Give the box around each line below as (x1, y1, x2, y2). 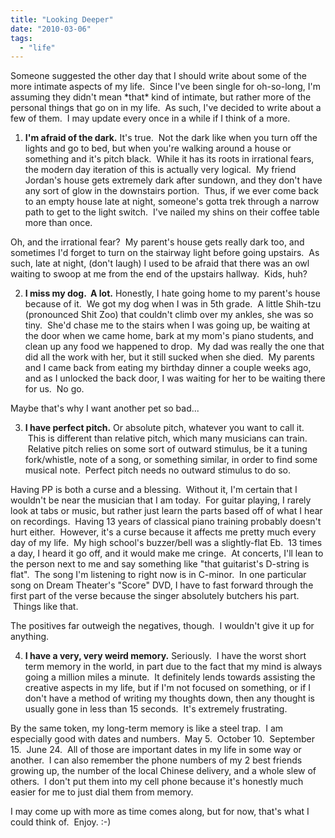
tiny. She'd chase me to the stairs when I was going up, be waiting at (24, 319, 311, 331)
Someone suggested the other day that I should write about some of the (10, 70, 307, 82)
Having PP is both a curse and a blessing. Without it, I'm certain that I (10, 484, 298, 496)
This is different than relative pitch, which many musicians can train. (27, 432, 308, 445)
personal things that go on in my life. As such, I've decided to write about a (10, 102, 322, 114)
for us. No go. (24, 383, 85, 395)
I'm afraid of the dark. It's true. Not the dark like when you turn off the (24, 132, 318, 144)
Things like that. (12, 601, 79, 613)
